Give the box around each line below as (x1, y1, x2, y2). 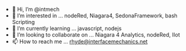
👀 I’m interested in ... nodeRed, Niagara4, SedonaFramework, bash (11, 12, 178, 19)
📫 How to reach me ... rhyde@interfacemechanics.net (11, 38, 148, 45)
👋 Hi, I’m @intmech (11, 6, 60, 13)
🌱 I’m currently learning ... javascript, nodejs (11, 25, 122, 32)
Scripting (11, 19, 35, 25)
